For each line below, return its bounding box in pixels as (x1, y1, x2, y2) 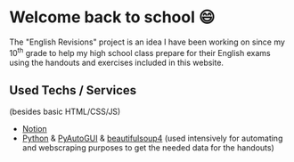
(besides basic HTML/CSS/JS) (9, 106, 121, 117)
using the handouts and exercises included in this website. (9, 57, 225, 68)
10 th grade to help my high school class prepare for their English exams (9, 45, 271, 58)
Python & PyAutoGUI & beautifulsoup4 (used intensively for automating (21, 133, 283, 144)
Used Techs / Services (9, 83, 137, 98)
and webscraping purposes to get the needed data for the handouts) (21, 142, 274, 153)
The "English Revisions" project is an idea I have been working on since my (9, 36, 285, 47)
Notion (21, 124, 47, 134)
